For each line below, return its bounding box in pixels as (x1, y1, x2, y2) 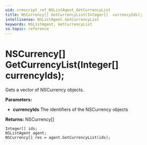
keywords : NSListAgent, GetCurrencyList (5, 21, 93, 27)
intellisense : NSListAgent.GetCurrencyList (5, 17, 100, 22)
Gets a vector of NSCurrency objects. (5, 87, 84, 93)
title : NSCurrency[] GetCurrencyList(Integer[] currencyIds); (5, 12, 143, 17)
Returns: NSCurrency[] (5, 117, 55, 123)
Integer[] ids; (5, 126, 38, 131)
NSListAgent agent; (5, 131, 47, 136)
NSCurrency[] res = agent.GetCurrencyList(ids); (5, 135, 111, 140)
